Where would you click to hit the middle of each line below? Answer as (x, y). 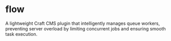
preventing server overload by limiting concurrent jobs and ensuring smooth (86, 28)
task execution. (21, 34)
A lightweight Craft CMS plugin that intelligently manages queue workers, (83, 23)
